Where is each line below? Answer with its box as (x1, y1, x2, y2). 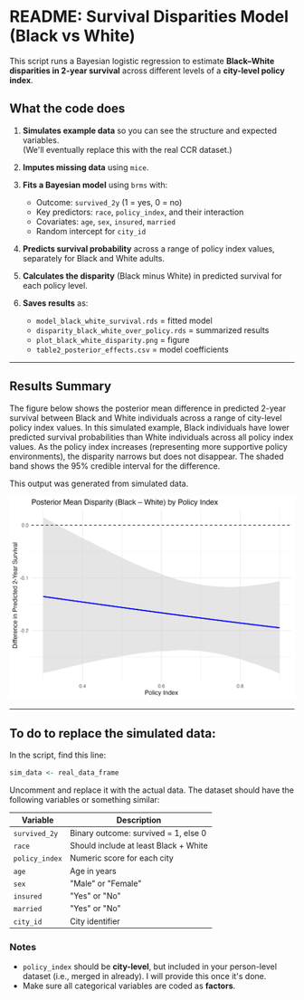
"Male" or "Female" (69, 878, 142, 889)
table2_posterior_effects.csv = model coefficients (35, 344, 229, 355)
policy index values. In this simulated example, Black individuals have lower (9, 422, 290, 433)
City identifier (69, 916, 120, 927)
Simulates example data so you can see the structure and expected (22, 125, 278, 136)
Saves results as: (22, 297, 89, 309)
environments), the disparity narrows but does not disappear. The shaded (9, 451, 284, 462)
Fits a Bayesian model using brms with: (22, 179, 168, 190)
